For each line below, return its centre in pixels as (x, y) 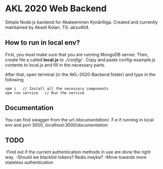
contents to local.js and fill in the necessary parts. (55, 65)
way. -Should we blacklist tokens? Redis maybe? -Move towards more (76, 157)
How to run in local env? (42, 43)
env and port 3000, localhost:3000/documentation (56, 125)
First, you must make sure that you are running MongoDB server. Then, (77, 54)
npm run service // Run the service (45, 93)
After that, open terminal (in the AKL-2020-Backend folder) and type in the (81, 74)
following (14, 79)
